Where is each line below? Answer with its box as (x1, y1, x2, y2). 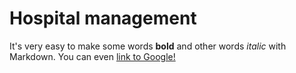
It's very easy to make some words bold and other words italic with (9, 40, 287, 52)
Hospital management (9, 7, 197, 30)
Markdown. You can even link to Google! (9, 50, 176, 62)
